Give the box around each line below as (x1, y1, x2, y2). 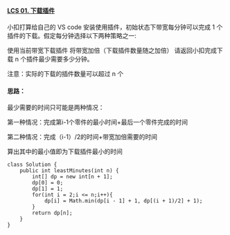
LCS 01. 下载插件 (7, 6, 55, 15)
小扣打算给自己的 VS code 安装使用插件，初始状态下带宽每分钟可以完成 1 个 (7, 23, 223, 31)
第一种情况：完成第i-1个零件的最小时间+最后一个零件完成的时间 (7, 118, 188, 126)
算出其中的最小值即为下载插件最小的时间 (7, 147, 123, 156)
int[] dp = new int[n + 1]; (32, 173, 113, 180)
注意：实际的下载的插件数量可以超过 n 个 (7, 70, 124, 78)
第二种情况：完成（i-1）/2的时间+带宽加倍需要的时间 (7, 133, 158, 141)
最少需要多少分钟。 (38, 55, 94, 64)
